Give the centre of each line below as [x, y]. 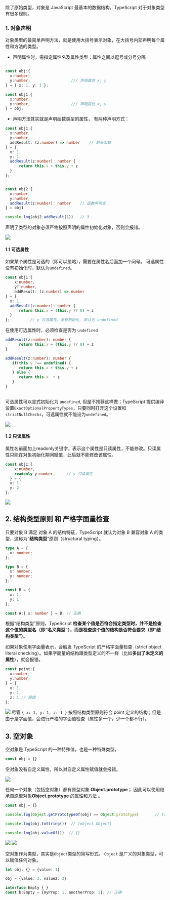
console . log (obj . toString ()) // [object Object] [59, 824]
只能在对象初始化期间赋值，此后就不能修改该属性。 [63, 455]
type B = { [17, 567]
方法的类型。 [27, 47]
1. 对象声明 [18, 28]
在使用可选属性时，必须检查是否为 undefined [52, 330]
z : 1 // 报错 [23, 698]
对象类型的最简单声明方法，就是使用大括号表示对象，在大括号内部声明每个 [83, 40]
